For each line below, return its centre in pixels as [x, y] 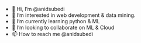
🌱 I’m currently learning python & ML [56, 21]
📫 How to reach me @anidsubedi [52, 34]
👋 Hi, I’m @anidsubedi [38, 9]
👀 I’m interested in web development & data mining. [73, 15]
